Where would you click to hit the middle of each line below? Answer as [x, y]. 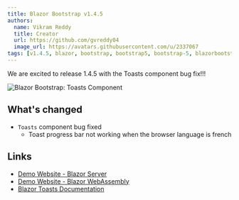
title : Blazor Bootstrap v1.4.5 [55, 14]
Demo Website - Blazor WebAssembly [73, 181]
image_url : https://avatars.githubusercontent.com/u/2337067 [106, 47]
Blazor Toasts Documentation [61, 189]
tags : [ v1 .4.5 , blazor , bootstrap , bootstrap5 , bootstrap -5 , [100, 54]
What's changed [45, 110]
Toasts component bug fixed [59, 127]
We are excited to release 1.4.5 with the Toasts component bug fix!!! [107, 73]
